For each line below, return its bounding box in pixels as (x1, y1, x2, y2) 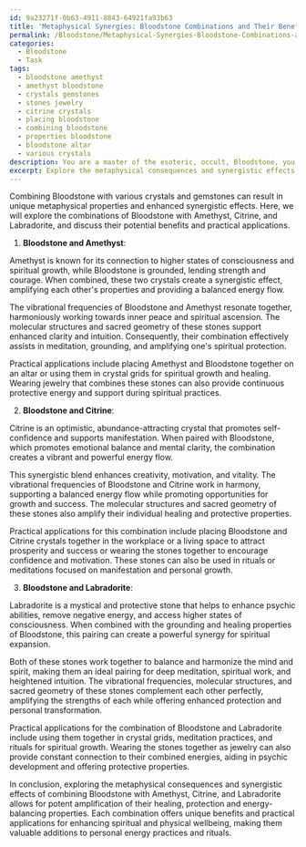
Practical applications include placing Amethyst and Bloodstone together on (9, 358, 294, 369)
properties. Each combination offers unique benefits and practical (48, 808, 295, 819)
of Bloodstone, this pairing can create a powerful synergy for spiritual (9, 629, 270, 640)
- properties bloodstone (17, 132, 112, 141)
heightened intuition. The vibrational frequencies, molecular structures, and (9, 676, 293, 687)
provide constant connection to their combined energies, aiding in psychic (9, 751, 289, 762)
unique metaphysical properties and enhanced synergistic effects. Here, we (9, 201, 294, 212)
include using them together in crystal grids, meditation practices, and (9, 732, 273, 743)
